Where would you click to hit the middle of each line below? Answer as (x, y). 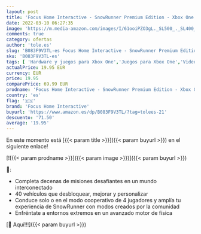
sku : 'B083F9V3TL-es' (33, 56)
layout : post (22, 12)
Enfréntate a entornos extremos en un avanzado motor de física (93, 213)
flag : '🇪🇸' (21, 101)
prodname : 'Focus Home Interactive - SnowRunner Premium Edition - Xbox (99, 90)
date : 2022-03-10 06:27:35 (40, 23)
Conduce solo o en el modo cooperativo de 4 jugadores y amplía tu (98, 200)
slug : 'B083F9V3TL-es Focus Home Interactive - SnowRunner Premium (92, 51)
